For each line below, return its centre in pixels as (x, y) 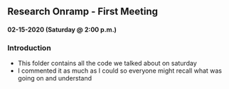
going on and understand (55, 78)
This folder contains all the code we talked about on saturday (107, 64)
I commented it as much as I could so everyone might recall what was (120, 71)
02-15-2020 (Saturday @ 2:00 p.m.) (62, 29)
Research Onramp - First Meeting (83, 12)
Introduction (29, 47)
